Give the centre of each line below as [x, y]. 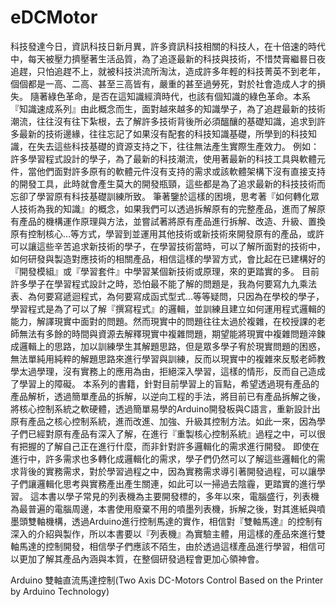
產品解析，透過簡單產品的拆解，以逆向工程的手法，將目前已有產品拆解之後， [168, 396]
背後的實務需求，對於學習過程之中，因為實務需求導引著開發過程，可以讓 [167, 471]
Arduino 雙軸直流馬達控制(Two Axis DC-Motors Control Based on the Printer [167, 580]
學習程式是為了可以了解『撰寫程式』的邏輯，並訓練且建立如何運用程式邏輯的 [168, 308]
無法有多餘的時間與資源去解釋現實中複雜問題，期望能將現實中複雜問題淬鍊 [172, 333]
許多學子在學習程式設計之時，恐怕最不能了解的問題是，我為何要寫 [146, 283]
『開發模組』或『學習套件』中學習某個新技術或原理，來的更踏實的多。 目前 [165, 271]
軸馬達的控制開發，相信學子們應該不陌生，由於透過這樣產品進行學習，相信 [163, 546]
